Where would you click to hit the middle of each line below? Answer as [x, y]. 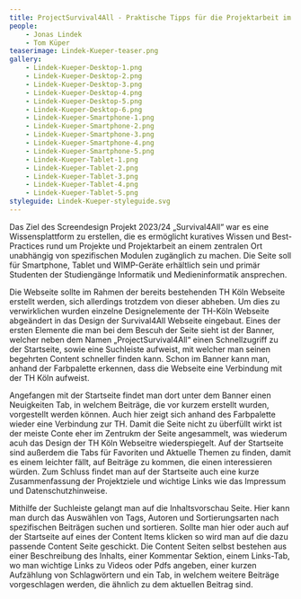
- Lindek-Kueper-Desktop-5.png [84, 101]
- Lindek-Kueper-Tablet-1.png [82, 159]
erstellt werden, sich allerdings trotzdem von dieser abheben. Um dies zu [145, 301]
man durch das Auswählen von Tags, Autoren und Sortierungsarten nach [144, 517]
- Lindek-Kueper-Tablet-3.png [82, 176]
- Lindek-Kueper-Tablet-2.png [82, 168]
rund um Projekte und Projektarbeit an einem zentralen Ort [155, 246]
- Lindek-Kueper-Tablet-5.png [82, 193]
